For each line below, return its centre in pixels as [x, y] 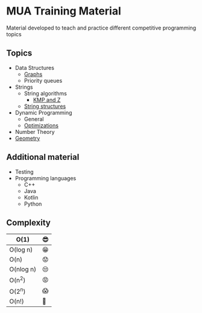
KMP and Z [47, 100]
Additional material [43, 157]
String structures [45, 106]
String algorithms [46, 93]
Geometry [27, 138]
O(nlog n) [23, 270]
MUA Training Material [64, 11]
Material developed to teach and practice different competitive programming [101, 28]
